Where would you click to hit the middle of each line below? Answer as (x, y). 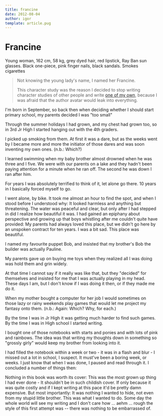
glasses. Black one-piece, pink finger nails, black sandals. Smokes (72, 66)
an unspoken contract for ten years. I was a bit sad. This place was (72, 229)
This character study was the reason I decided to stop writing (79, 90)
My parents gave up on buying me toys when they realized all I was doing (79, 259)
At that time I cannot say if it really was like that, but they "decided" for (76, 273)
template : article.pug (28, 23)
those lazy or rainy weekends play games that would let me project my (76, 303)
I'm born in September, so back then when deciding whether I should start (80, 110)
